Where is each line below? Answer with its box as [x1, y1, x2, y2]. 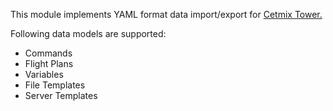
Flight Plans [24, 58, 74, 69]
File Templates [24, 79, 86, 91]
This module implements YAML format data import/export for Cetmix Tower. [10, 9, 323, 20]
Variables [24, 69, 64, 80]
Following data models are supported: [10, 28, 167, 39]
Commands [24, 47, 73, 59]
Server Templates [24, 90, 98, 101]
